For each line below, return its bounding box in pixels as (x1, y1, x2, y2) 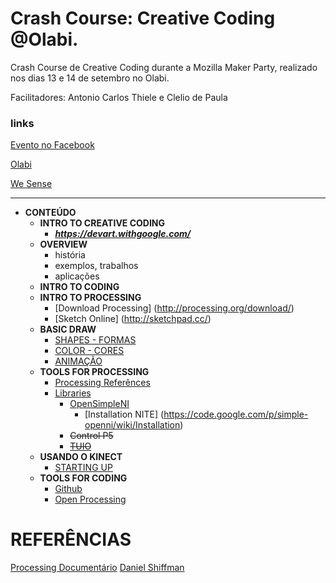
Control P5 (69, 430, 114, 442)
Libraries (54, 387, 92, 399)
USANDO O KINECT (39, 451, 123, 463)
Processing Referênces (54, 377, 151, 389)
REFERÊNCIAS (10, 528, 132, 551)
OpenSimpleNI (69, 398, 130, 410)
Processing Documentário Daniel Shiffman (10, 562, 185, 574)
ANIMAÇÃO (54, 355, 103, 367)
